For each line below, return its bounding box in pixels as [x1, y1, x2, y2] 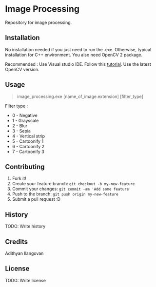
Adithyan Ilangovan [5, 250, 44, 256]
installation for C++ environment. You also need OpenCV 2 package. [5, 52, 143, 57]
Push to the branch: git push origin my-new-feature [12, 191, 118, 197]
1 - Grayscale [12, 117, 39, 123]
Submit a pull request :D [12, 196, 61, 202]
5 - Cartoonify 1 [12, 138, 44, 144]
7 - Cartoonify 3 [12, 149, 45, 154]
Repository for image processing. [5, 19, 72, 25]
